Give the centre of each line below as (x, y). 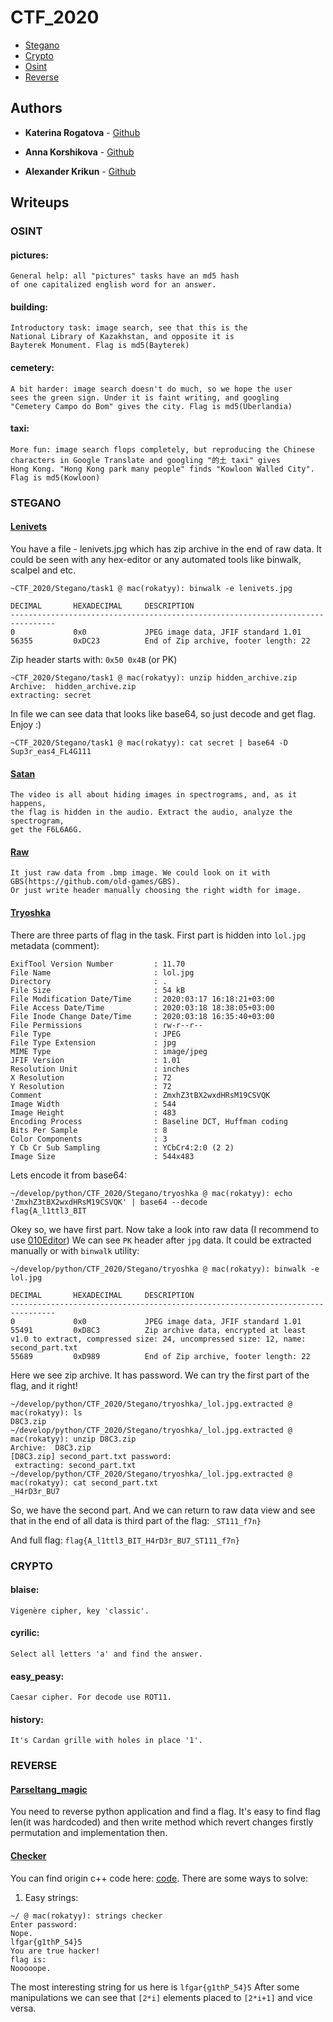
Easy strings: (51, 1897)
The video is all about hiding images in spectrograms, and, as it (154, 795)
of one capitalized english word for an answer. (113, 285)
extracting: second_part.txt (75, 1465)
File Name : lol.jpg (102, 972)
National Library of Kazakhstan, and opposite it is (122, 337)
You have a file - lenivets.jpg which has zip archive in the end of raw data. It (166, 549)
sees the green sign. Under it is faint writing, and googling (145, 397)
